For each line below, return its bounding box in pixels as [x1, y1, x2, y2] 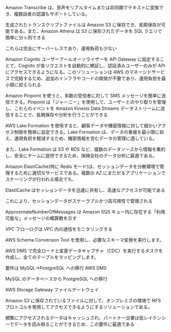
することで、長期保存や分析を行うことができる [9, 112, 108, 117]
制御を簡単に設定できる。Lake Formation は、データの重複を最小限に [14, 129, 160, 135]
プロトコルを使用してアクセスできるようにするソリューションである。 [5, 304, 153, 310]
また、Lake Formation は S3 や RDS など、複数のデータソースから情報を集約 [5, 146, 166, 152]
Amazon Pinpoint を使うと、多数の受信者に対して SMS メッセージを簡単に [5, 92, 162, 99]
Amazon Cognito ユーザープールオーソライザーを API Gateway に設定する [5, 56, 160, 62]
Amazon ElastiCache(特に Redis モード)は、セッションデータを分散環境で [5, 163, 160, 170]
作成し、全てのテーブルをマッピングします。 [5, 254, 99, 260]
